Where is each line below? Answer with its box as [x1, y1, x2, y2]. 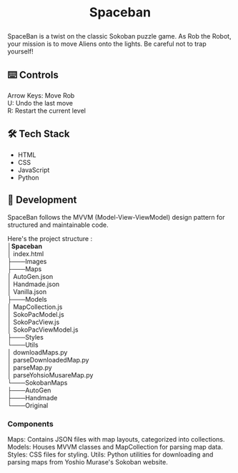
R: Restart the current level [7, 106, 86, 115]
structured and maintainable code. [7, 220, 109, 229]
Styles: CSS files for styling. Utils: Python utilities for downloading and [7, 450, 214, 459]
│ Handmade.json [7, 280, 60, 288]
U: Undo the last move [7, 99, 74, 107]
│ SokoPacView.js [7, 317, 60, 326]
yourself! [7, 47, 34, 56]
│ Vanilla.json [7, 287, 47, 296]
